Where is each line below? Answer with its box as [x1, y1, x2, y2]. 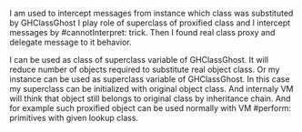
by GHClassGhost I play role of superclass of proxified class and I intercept [9, 17, 291, 28]
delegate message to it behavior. [9, 36, 132, 47]
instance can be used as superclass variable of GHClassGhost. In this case [9, 74, 290, 85]
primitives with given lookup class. [9, 113, 139, 123]
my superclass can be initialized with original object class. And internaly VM [9, 84, 294, 94]
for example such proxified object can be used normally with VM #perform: [9, 103, 292, 113]
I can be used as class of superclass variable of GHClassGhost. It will [9, 55, 269, 65]
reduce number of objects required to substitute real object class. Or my [9, 64, 280, 75]
